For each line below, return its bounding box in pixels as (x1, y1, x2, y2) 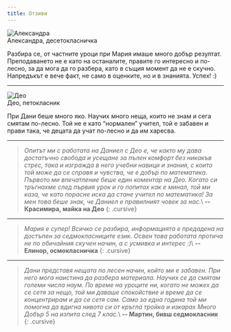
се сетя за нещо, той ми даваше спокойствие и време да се (23, 288, 203, 296)
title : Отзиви (7, 10, 48, 17)
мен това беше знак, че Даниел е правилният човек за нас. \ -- (23, 197, 211, 206)
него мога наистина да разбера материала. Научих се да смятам (23, 273, 221, 282)
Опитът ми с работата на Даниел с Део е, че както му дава (23, 146, 202, 155)
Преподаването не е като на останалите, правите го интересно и (7, 56, 199, 65)
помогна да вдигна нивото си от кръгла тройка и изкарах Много (23, 302, 217, 311)
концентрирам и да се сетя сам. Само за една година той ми (23, 295, 207, 303)
